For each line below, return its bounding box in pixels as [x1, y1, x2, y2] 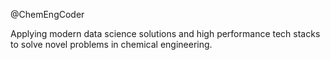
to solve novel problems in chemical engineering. [10, 39, 213, 50]
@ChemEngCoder [10, 9, 85, 20]
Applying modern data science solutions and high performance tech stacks [10, 28, 321, 39]
